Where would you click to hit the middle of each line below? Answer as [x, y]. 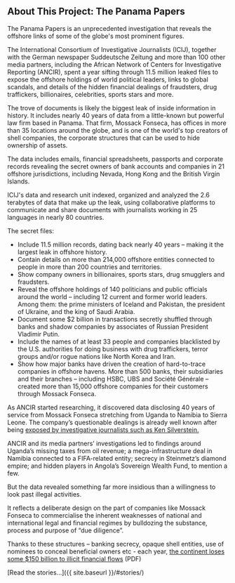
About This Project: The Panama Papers [96, 12]
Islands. [19, 181]
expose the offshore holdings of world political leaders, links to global [108, 79]
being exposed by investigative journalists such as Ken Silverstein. [103, 430]
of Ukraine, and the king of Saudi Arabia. [76, 311]
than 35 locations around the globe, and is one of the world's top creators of [117, 130]
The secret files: [31, 230]
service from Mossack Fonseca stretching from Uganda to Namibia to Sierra [117, 414]
